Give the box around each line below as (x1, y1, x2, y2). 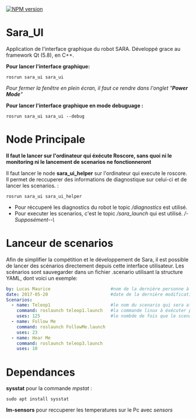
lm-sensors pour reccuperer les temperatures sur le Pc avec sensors (6, 407, 173, 414)
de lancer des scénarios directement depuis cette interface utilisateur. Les (6, 262, 185, 269)
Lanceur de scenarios (6, 237, 114, 250)
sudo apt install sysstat (6, 396, 69, 402)
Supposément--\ (14, 216, 55, 223)
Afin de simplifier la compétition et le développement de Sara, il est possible (6, 256, 188, 263)
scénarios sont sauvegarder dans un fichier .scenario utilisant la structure (6, 268, 183, 275)
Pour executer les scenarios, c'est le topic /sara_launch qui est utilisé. (14, 209, 183, 217)
